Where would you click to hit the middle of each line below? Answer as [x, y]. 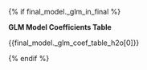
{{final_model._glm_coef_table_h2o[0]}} [74, 43]
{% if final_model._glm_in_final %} [65, 12]
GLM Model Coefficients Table [60, 27]
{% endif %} [29, 58]
